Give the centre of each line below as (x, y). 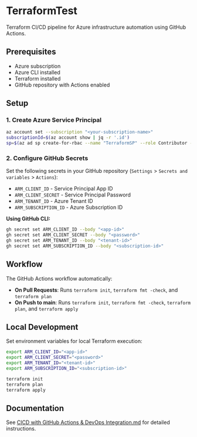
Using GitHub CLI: (28, 219)
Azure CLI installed (37, 72)
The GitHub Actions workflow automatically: (59, 278)
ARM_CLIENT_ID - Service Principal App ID (64, 189)
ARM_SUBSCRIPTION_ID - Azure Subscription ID (69, 208)
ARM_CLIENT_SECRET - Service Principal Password (72, 195)
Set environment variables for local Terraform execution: (74, 341)
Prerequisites (31, 52)
